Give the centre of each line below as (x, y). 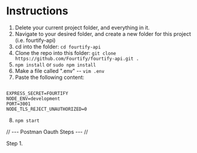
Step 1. (14, 143)
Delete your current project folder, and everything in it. (82, 27)
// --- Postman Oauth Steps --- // (47, 131)
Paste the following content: (50, 77)
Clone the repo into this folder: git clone (65, 53)
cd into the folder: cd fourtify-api (58, 47)
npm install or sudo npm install (55, 65)
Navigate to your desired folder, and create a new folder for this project (103, 33)
